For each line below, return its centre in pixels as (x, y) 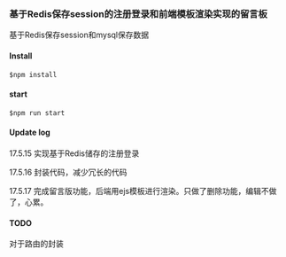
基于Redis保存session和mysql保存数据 (79, 35)
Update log (30, 132)
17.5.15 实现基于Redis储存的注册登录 (74, 153)
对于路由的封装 (36, 244)
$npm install (33, 74)
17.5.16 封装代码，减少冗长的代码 (68, 172)
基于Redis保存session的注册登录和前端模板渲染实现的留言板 (138, 13)
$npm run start (37, 113)
